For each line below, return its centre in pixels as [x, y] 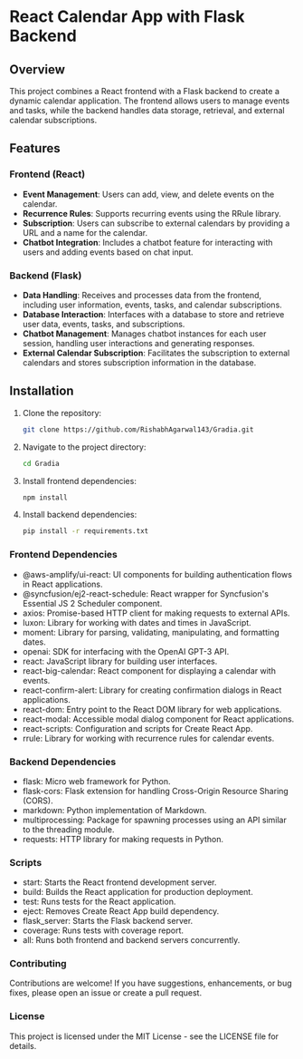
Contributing [38, 964]
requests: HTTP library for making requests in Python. [123, 839]
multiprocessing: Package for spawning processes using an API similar [154, 820]
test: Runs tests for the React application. [99, 902]
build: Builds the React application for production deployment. [137, 892]
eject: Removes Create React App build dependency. [121, 911]
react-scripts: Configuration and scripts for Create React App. [137, 728]
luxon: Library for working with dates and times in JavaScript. [137, 622]
